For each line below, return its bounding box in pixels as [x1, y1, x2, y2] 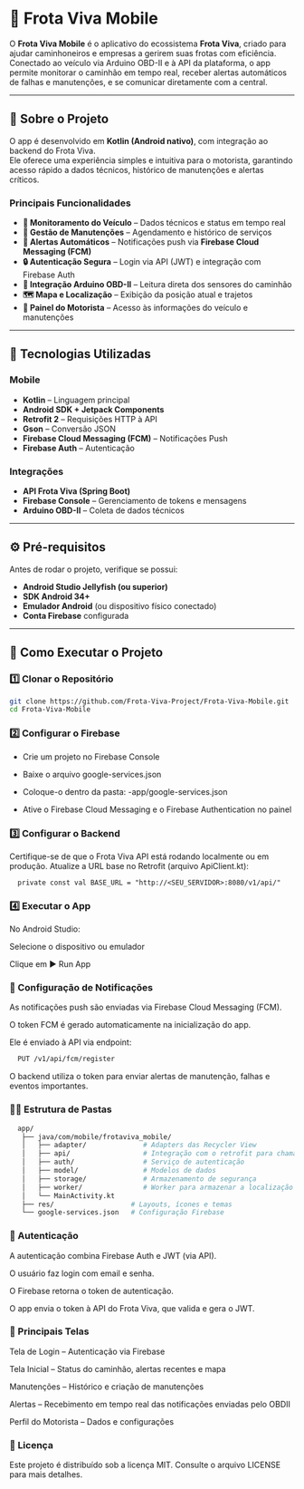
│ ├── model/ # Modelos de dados [21, 1166, 217, 1175]
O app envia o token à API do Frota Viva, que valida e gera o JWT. [9, 1302, 255, 1313]
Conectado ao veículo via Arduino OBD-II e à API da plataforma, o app [9, 57, 271, 68]
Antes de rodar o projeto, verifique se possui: [9, 564, 178, 575]
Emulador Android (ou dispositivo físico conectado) [22, 600, 217, 611]
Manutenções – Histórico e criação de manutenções [9, 1381, 204, 1392]
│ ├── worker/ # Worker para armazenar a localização [21, 1183, 294, 1192]
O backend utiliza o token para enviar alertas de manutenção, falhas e [9, 1071, 271, 1082]
